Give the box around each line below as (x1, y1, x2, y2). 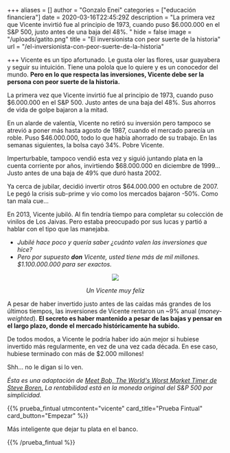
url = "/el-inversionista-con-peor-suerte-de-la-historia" (7, 43, 165, 50)
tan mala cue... (7, 197, 49, 205)
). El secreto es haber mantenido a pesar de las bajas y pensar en (33, 315, 222, 322)
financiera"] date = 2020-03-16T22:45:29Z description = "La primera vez (7, 13, 216, 21)
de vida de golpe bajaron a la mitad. (7, 106, 108, 114)
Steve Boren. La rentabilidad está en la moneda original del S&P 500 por (7, 383, 213, 392)
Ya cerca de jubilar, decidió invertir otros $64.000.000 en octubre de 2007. (7, 182, 218, 190)
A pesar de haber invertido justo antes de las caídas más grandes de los (7, 299, 211, 308)
